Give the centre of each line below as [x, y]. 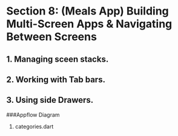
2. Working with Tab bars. [56, 79]
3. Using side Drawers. [50, 100]
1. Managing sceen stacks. [58, 59]
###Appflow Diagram [33, 115]
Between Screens [51, 37]
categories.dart [34, 126]
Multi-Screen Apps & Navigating [89, 24]
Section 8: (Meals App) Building [88, 11]
